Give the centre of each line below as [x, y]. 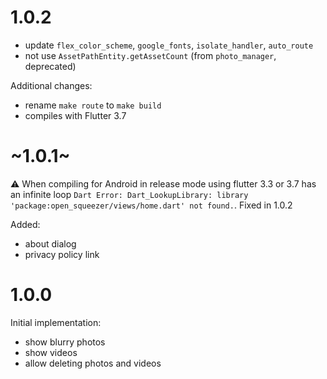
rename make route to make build [93, 105]
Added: [25, 224]
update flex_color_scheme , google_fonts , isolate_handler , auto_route [169, 45]
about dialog [50, 243]
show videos [51, 352]
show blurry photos [65, 342]
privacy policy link [62, 254]
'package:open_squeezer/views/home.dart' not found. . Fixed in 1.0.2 [151, 205]
